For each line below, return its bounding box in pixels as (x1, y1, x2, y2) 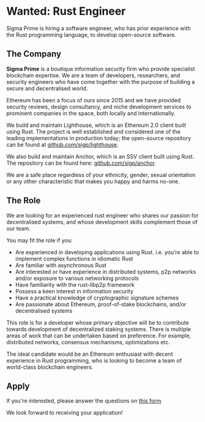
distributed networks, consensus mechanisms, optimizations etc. (6, 338, 170, 345)
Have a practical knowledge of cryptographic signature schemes (15, 294, 179, 301)
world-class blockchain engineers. (6, 363, 94, 371)
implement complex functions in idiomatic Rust (15, 255, 133, 262)
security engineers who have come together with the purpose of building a (6, 78, 195, 85)
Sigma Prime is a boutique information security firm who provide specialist (6, 65, 195, 72)
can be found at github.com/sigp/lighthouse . (6, 141, 119, 148)
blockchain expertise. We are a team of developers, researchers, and (6, 72, 181, 79)
